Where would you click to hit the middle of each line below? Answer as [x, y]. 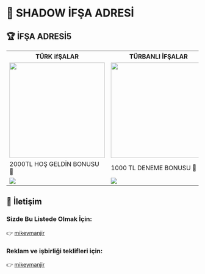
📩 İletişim [24, 202]
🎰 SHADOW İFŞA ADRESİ [70, 13]
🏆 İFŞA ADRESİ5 [39, 36]
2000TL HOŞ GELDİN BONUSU [54, 164]
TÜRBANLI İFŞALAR [158, 56]
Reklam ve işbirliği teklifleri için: [55, 251]
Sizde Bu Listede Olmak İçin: [49, 219]
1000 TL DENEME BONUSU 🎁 [154, 168]
